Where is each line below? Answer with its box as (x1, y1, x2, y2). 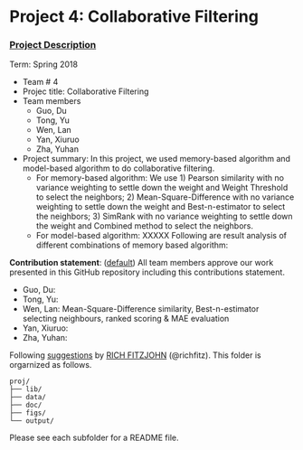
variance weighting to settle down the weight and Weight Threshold (35, 183, 289, 193)
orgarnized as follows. (9, 360, 92, 370)
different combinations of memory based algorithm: (35, 239, 229, 250)
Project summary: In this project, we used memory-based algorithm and (22, 154, 291, 164)
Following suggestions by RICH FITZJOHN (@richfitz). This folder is (9, 350, 261, 361)
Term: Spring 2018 (9, 59, 79, 70)
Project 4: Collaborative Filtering (9, 6, 260, 27)
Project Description (9, 39, 97, 52)
